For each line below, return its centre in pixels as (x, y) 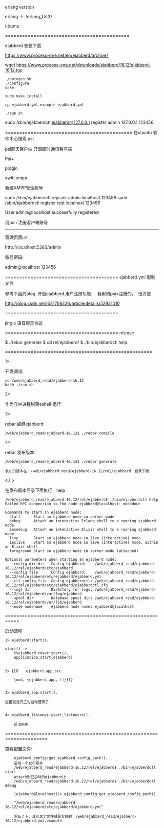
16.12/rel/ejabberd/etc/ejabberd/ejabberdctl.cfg (57, 585)
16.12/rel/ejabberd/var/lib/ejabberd (43, 602)
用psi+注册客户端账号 (27, 222)
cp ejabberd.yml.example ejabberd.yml (44, 105)
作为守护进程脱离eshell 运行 (33, 404)
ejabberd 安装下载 (23, 46)
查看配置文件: (19, 749)
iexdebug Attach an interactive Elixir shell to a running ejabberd (83, 529)
